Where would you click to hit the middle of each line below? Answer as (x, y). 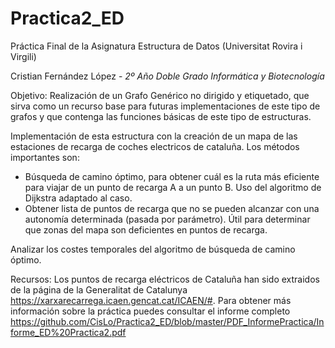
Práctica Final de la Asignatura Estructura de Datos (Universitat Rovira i (156, 46)
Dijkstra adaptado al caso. (78, 198)
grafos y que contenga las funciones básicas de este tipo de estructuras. (161, 116)
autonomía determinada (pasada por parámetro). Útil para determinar (167, 219)
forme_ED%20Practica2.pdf (68, 332)
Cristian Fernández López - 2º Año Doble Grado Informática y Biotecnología (167, 76)
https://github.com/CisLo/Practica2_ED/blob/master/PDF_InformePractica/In (167, 321)
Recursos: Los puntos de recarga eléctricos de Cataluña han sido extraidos (165, 279)
